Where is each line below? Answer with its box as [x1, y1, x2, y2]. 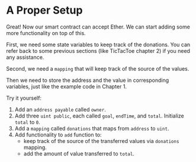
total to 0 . [14, 118, 40, 125]
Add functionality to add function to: [14, 131, 102, 138]
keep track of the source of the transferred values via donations [23, 137, 179, 144]
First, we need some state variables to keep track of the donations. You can [6, 41, 191, 48]
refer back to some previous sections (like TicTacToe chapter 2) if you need [6, 47, 191, 54]
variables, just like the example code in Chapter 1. [6, 82, 127, 90]
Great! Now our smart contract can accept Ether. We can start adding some [6, 23, 191, 30]
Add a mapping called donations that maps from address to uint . [14, 125, 169, 132]
